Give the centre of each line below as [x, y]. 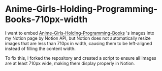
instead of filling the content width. [40, 48]
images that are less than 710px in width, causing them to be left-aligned [79, 43]
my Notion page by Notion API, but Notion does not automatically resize [78, 38]
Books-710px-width [46, 19]
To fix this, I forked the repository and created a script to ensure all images [81, 58]
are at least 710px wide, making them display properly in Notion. [70, 63]
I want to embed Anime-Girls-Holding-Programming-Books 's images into [80, 33]
